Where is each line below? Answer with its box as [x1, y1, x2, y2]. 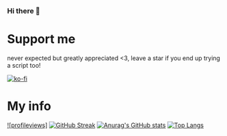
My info [7, 98, 51, 114]
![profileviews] [7, 121, 48, 129]
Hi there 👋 [7, 6, 41, 16]
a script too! [7, 61, 41, 69]
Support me [7, 31, 76, 47]
